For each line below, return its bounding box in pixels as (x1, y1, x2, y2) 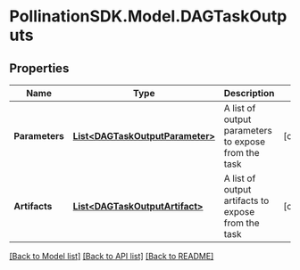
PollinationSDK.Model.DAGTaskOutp (9, 6, 287, 27)
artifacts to (223, 194, 270, 207)
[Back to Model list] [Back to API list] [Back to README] (9, 251, 214, 261)
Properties (9, 61, 70, 76)
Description (223, 87, 275, 99)
